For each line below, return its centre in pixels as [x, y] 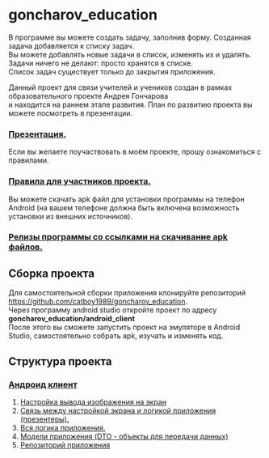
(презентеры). [44, 419]
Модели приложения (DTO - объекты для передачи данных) [124, 436]
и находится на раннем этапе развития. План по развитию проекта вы [130, 104]
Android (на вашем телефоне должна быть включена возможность [124, 207]
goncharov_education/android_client [72, 319]
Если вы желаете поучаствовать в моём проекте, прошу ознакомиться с [134, 152]
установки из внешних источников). [71, 216]
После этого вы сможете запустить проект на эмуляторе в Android [124, 327]
